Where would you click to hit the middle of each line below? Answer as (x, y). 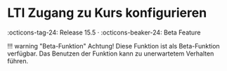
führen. (18, 60)
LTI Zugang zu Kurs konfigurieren (107, 13)
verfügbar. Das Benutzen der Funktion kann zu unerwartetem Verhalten (111, 53)
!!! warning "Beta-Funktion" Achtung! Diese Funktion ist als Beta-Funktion (113, 46)
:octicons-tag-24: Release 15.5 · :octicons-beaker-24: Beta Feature (104, 32)
